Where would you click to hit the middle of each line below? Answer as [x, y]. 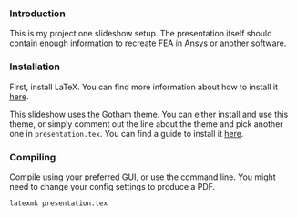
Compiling [33, 157]
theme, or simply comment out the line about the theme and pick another [147, 124]
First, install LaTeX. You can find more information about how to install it [144, 87]
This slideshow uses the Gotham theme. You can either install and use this [149, 114]
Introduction [37, 14]
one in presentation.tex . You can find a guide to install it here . [127, 133]
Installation [35, 67]
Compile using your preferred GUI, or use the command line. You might [143, 177]
